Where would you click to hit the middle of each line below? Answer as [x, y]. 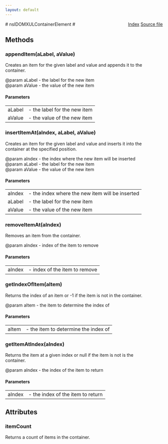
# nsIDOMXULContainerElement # [40, 24]
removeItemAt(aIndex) [33, 225]
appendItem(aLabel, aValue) [40, 54]
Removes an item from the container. [43, 236]
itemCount [18, 426]
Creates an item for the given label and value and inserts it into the [73, 143]
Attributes [21, 412]
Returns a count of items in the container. [48, 437]
